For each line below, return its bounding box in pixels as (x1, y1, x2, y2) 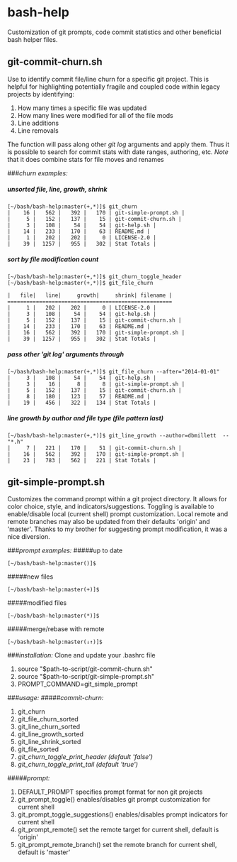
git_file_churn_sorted (17, 715, 79, 724)
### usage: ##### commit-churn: (7, 694, 104, 702)
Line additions (17, 119, 59, 127)
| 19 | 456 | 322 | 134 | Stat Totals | (7, 399, 157, 406)
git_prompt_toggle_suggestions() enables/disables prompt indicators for (17, 810, 228, 819)
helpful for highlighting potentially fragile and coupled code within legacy (7, 82, 221, 91)
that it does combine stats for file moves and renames (7, 155, 164, 163)
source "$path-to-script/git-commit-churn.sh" (17, 665, 154, 673)
